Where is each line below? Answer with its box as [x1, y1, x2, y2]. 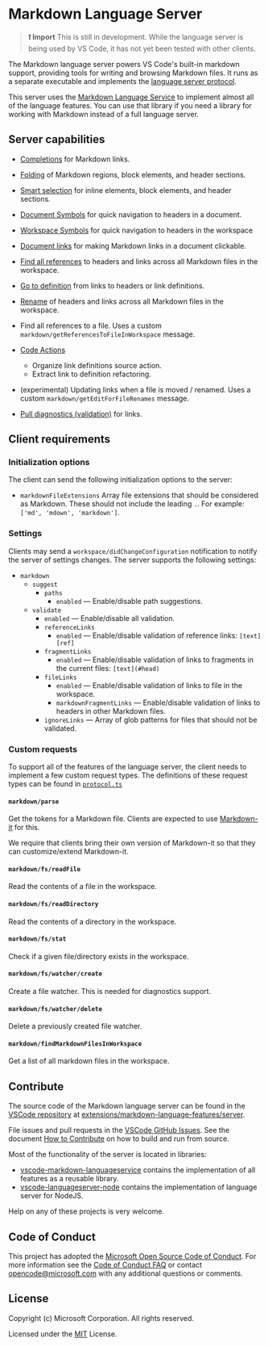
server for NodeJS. [19, 1191, 84, 1201]
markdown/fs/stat [8, 935, 67, 943]
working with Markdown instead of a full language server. [8, 109, 200, 119]
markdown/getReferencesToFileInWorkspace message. [19, 329, 196, 339]
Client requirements [8, 433, 111, 447]
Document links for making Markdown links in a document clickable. [19, 241, 247, 250]
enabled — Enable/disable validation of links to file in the [56, 680, 243, 690]
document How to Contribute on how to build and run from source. [8, 1134, 229, 1143]
